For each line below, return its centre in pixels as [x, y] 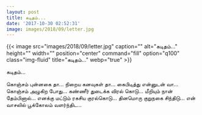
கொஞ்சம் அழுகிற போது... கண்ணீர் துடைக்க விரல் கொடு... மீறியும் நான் [89, 91]
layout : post [23, 12]
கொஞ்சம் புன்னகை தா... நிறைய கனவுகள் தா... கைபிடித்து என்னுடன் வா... [92, 84]
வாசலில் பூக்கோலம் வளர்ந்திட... [44, 105]
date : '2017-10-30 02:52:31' [43, 23]
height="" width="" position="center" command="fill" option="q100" [93, 53]
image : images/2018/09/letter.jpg [50, 29]
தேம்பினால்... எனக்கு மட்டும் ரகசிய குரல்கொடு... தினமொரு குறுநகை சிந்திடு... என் [101, 98]
